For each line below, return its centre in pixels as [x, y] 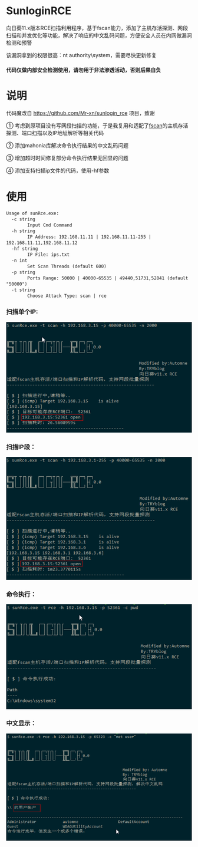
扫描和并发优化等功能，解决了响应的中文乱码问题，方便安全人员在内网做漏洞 [99, 35]
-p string [23, 272]
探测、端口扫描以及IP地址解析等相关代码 [55, 133]
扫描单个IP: [22, 312]
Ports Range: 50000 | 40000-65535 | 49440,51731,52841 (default [108, 278]
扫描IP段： [21, 447]
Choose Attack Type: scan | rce [67, 296]
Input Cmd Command [50, 225]
